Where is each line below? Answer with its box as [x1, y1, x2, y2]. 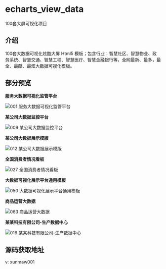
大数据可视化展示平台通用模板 [5, 177, 66, 183]
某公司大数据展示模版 [5, 135, 48, 141]
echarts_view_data [5, 3, 84, 15]
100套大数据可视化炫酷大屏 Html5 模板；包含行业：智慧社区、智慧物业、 [5, 51, 153, 56]
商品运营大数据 [5, 198, 36, 204]
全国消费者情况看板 [5, 156, 44, 162]
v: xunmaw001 [5, 259, 35, 265]
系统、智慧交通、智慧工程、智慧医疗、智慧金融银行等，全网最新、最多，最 [9, 56, 161, 62]
